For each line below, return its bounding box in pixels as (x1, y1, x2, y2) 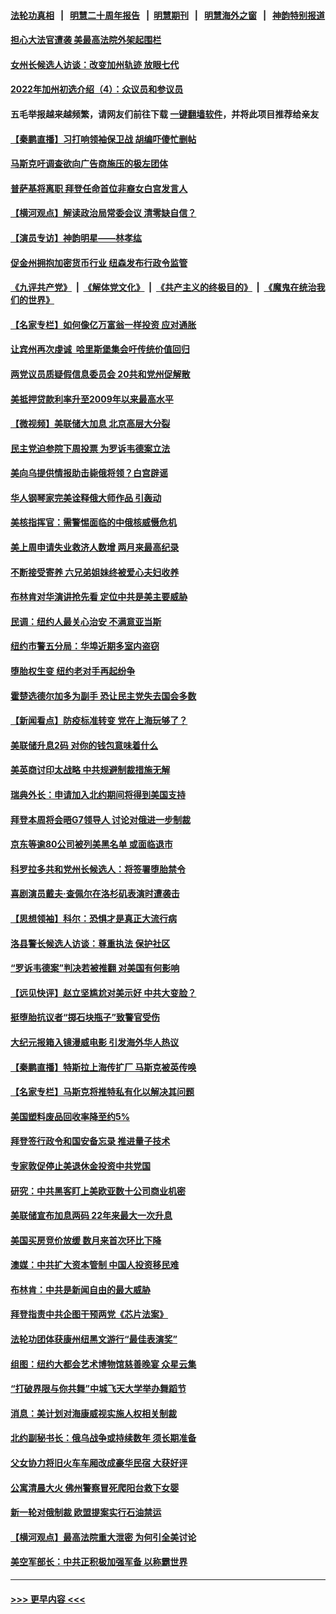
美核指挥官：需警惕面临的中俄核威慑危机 (10, 516, 177, 529)
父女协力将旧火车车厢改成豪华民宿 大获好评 (10, 1457, 188, 1469)
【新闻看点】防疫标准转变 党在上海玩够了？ (10, 715, 188, 727)
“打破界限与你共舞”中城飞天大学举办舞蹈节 (10, 1383, 187, 1395)
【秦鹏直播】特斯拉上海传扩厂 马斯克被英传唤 (10, 1061, 197, 1073)
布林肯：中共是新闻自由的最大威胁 (10, 1283, 151, 1295)
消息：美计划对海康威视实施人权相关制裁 (10, 1407, 177, 1419)
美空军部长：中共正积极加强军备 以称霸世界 (10, 1556, 188, 1568)
